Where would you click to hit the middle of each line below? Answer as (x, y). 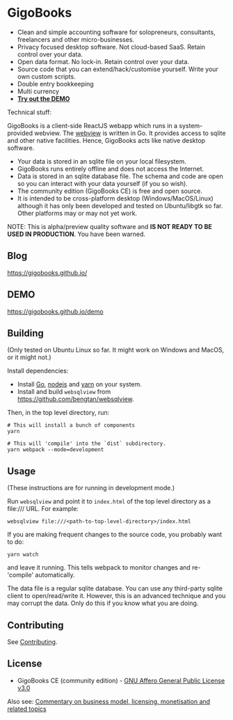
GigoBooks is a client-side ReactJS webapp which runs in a (93, 125)
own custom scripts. (46, 76)
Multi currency (38, 91)
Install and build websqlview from (64, 392)
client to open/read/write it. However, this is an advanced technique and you (116, 596)
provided (20, 133)
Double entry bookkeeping (55, 84)
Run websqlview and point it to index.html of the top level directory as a (109, 501)
